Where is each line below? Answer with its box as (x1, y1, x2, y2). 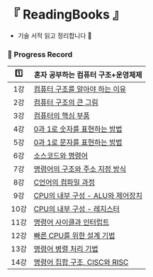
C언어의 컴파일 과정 (33, 178, 96, 188)
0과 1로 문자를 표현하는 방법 (33, 138, 123, 148)
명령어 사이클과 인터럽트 (33, 217, 110, 227)
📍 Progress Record (7, 49, 73, 59)
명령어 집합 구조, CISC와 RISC (33, 257, 129, 267)
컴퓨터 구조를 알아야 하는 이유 (33, 85, 127, 94)
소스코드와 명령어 (33, 151, 89, 161)
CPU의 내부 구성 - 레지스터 (33, 204, 120, 214)
